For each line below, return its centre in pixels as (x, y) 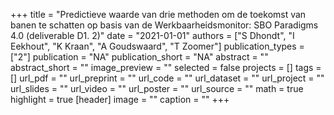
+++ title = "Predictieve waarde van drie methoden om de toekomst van (158, 14)
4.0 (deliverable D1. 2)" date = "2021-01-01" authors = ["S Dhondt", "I (152, 35)
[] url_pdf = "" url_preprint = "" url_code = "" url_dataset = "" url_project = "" (167, 78)
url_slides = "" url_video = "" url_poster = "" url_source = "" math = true (157, 88)
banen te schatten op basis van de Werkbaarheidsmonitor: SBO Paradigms (164, 25)
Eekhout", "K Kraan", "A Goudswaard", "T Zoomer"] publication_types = (157, 46)
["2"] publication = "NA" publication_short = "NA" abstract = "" (139, 57)
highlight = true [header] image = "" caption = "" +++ (120, 99)
